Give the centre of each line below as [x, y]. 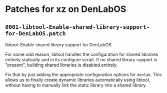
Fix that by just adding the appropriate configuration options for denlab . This [83, 75]
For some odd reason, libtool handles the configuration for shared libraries [82, 54]
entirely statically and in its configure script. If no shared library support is [81, 60]
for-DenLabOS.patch [35, 33]
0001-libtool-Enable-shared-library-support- [77, 27]
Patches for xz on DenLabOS [66, 9]
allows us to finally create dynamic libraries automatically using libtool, [78, 80]
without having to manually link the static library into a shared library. [76, 85]
